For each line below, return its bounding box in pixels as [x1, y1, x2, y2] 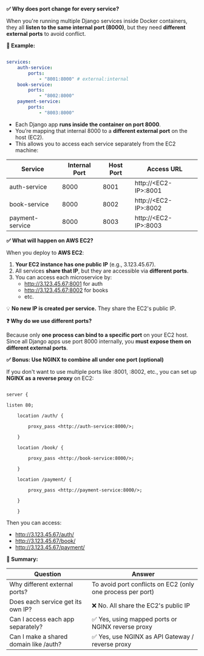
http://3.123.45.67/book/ [15, 537, 76, 544]
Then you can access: [6, 519, 62, 526]
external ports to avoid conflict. [6, 30, 86, 37]
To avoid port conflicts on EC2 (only [92, 580, 194, 588]
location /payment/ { [17, 476, 72, 482]
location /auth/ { [17, 413, 64, 419]
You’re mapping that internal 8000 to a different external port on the [15, 127, 188, 134]
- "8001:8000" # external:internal [38, 76, 129, 82]
